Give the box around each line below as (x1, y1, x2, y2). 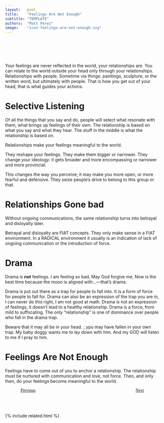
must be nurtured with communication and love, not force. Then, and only (5, 373, 154, 379)
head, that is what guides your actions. (5, 84, 83, 90)
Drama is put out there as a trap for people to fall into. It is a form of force (5, 288, 153, 294)
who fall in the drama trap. (5, 314, 58, 320)
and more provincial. (5, 162, 47, 168)
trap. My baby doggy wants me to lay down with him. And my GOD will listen (5, 329, 159, 335)
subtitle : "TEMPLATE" (5, 16, 49, 21)
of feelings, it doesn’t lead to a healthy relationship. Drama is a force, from (5, 304, 155, 310)
